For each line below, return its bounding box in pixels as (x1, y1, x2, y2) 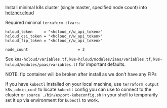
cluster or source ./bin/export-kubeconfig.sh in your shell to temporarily (5, 92, 158, 98)
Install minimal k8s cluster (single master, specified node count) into (5, 5, 147, 10)
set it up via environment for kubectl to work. (5, 97, 100, 103)
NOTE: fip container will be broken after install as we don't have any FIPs (5, 71, 157, 77)
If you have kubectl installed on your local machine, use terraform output (5, 81, 159, 87)
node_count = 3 (5, 47, 85, 52)
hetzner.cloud (5, 10, 34, 16)
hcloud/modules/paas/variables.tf (5, 62, 78, 67)
